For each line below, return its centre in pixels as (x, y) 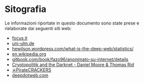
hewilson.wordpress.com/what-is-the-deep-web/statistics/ (73, 48)
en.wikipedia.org (29, 54)
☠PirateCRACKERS (31, 70)
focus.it (20, 38)
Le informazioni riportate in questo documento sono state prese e (72, 23)
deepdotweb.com (30, 75)
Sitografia (26, 9)
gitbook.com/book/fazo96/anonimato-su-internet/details (70, 59)
